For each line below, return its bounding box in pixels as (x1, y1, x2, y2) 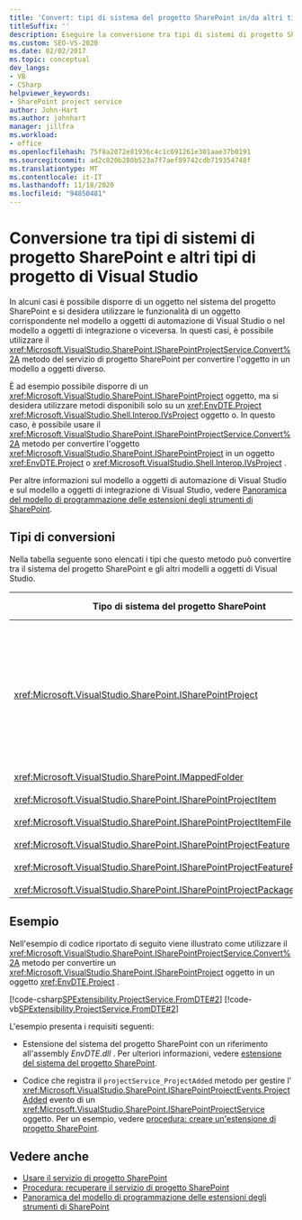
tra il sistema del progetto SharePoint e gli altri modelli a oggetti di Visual (9, 563, 278, 573)
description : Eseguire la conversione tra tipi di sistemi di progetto (9, 30, 283, 39)
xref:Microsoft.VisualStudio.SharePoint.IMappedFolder (13, 770, 244, 783)
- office (9, 139, 42, 148)
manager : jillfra (9, 123, 75, 132)
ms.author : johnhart (9, 114, 87, 123)
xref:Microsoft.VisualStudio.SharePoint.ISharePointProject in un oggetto (9, 447, 275, 458)
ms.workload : (9, 131, 58, 140)
